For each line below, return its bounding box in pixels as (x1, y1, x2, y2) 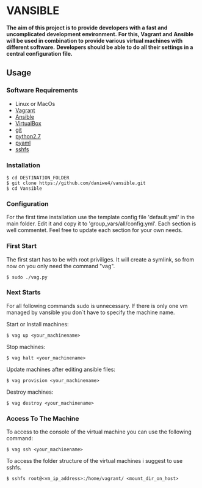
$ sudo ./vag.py (6, 274, 48, 280)
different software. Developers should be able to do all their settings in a (6, 43, 193, 51)
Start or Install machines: (6, 320, 69, 328)
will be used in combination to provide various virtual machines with (6, 37, 183, 44)
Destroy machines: (6, 388, 54, 396)
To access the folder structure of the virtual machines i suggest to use (6, 457, 183, 465)
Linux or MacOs (15, 100, 56, 107)
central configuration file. (6, 50, 73, 57)
